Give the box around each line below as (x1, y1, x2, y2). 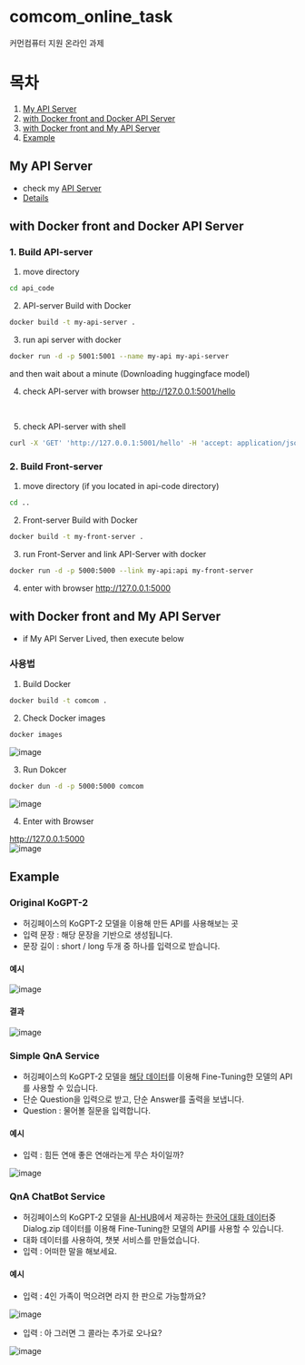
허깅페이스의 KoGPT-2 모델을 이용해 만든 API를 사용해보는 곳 (22, 918, 239, 929)
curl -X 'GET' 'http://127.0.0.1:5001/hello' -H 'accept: (9, 438, 233, 447)
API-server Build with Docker (22, 300, 132, 311)
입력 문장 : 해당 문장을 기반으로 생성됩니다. (22, 929, 173, 940)
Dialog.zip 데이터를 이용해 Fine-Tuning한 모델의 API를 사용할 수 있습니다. (22, 1223, 284, 1234)
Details (22, 192, 49, 203)
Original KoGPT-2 (9, 896, 89, 908)
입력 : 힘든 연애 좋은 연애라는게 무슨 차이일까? (22, 1150, 184, 1161)
